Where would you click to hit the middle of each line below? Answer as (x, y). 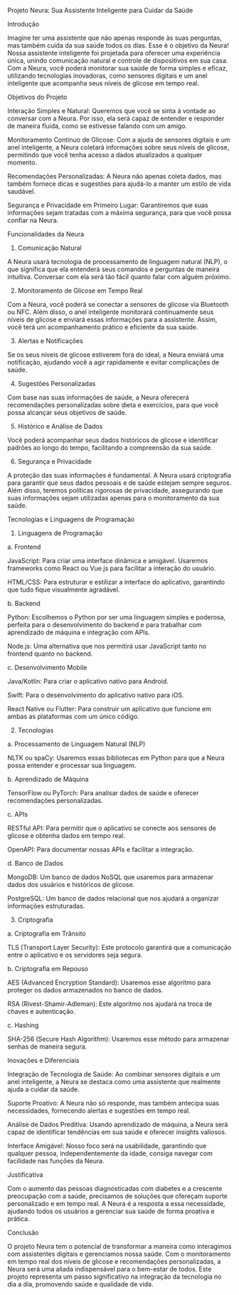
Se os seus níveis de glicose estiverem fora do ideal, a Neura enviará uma (116, 355)
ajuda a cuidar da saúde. (43, 1089)
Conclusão (23, 1232)
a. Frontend (24, 547)
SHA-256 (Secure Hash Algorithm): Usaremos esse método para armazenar (118, 1039)
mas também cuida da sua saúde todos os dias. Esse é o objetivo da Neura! (118, 45)
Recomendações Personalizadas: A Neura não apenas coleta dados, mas (115, 176)
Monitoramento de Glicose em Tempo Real (80, 290)
